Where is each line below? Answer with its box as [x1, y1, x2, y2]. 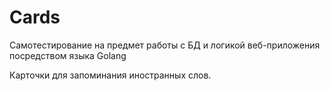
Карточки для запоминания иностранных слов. [9, 69, 212, 81]
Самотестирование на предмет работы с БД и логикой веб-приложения [9, 39, 321, 51]
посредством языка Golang [9, 49, 127, 61]
